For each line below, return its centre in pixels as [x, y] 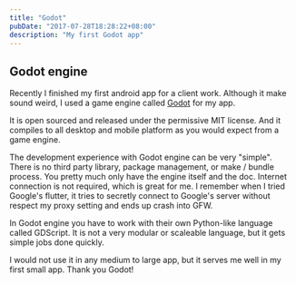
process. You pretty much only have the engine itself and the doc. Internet [148, 177]
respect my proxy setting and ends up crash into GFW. [111, 206]
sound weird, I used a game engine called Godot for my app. [123, 103]
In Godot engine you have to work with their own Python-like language [141, 223]
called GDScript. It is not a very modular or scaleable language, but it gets [148, 233]
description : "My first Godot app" [77, 34]
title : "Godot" [38, 18]
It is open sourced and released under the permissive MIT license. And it [145, 121]
